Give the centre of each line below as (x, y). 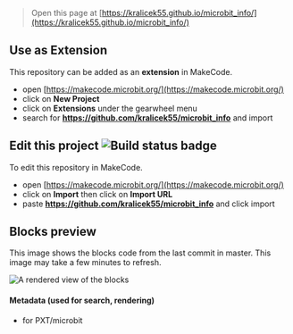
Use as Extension (59, 50)
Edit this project (54, 146)
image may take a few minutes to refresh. (85, 263)
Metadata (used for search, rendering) (82, 301)
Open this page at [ (67, 13)
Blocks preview (53, 232)
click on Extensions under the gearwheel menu (110, 108)
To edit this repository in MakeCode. (76, 167)
